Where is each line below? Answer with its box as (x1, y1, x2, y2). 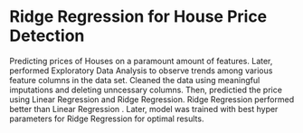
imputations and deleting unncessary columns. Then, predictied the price (9, 84, 283, 95)
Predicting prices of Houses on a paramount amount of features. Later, (9, 55, 273, 66)
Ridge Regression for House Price (9, 6, 268, 27)
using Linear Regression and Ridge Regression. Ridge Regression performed (9, 93, 295, 105)
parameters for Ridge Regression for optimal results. (9, 113, 204, 124)
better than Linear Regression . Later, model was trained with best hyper (9, 103, 279, 114)
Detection (9, 25, 85, 46)
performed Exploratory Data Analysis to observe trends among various (9, 65, 273, 76)
